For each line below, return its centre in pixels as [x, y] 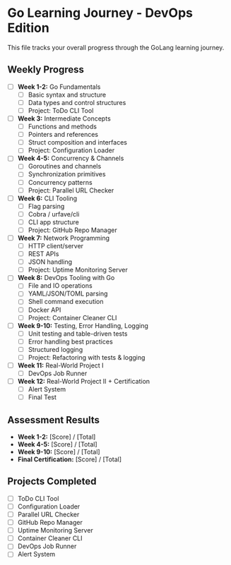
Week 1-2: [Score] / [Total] [57, 437]
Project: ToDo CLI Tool [61, 110]
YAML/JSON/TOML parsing [68, 293]
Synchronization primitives [67, 174]
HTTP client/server [55, 246]
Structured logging [55, 349]
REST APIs [43, 254]
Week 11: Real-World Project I [60, 365]
